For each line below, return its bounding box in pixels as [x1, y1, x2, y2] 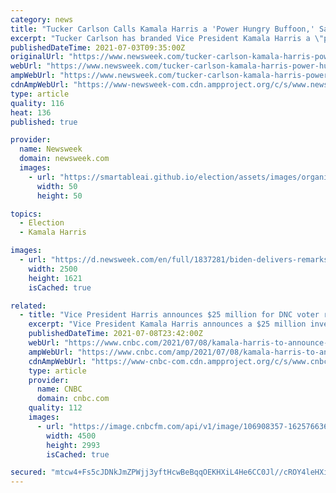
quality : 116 [10, 98, 65, 108]
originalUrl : [10, 52, 65, 62]
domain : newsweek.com [19, 154, 110, 164]
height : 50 [36, 191, 83, 201]
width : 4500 [46, 431, 97, 441]
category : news [10, 14, 74, 25]
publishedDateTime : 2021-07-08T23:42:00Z [28, 329, 203, 339]
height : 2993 [46, 440, 101, 450]
